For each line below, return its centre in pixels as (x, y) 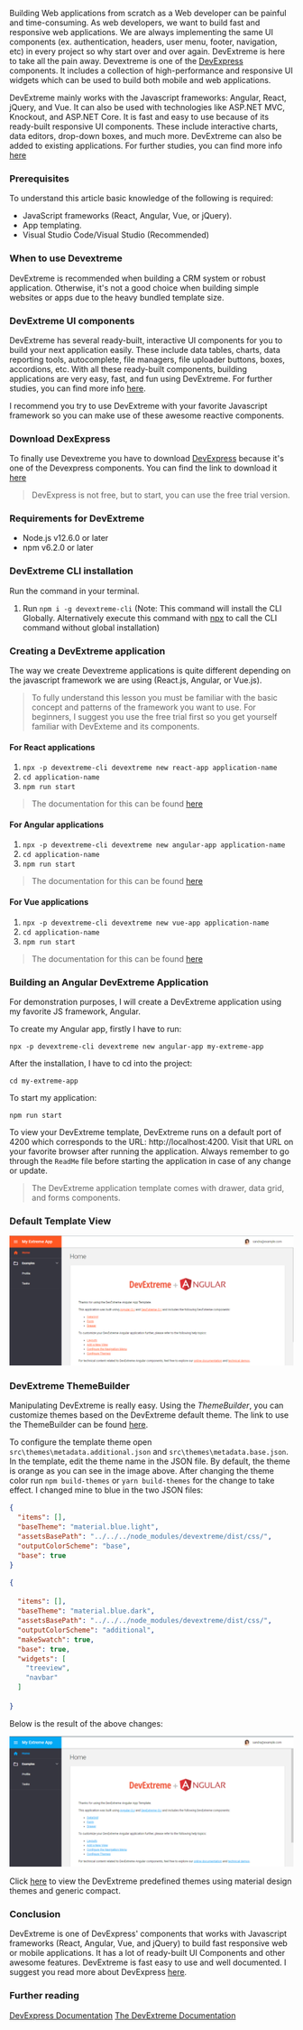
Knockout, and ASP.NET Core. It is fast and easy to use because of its (139, 117)
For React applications (52, 747)
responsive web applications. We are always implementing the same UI (141, 32)
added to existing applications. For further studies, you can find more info (146, 145)
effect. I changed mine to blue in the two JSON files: (106, 1490)
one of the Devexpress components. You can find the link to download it (143, 468)
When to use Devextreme (66, 258)
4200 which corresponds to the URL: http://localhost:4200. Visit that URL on (151, 1141)
